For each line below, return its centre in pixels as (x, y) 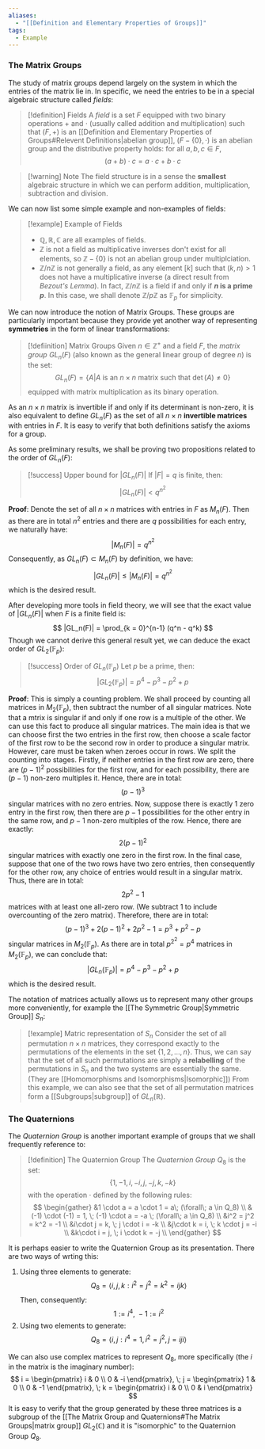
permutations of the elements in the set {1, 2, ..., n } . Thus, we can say (139, 1052)
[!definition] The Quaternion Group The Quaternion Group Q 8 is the (137, 1161)
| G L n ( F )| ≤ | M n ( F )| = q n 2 (133, 575)
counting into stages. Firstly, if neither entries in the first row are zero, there (131, 759)
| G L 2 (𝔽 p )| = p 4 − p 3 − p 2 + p (143, 682)
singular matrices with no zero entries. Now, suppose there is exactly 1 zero (131, 804)
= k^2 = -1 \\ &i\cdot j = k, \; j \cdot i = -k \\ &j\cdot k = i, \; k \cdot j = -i (143, 1224)
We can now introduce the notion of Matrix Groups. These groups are (121, 312)
